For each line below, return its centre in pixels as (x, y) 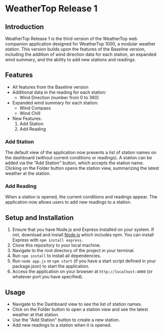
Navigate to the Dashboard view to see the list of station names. (77, 304)
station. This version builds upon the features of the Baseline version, (75, 49)
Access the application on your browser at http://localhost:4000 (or (82, 271)
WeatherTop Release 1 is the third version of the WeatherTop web (71, 38)
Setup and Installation (39, 218)
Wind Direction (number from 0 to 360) (59, 97)
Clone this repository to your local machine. (56, 245)
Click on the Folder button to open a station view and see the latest (80, 309)
